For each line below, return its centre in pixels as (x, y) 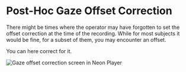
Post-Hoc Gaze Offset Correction (89, 11)
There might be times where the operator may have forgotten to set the (93, 27)
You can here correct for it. (39, 51)
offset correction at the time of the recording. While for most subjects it (93, 33)
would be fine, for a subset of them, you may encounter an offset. (86, 40)
